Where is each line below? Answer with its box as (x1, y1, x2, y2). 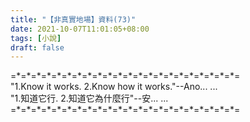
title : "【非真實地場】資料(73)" (10, 14, 137, 25)
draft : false (10, 42, 65, 53)
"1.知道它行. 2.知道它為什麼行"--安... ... (10, 92, 169, 105)
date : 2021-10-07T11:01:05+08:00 (10, 24, 150, 34)
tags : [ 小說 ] (10, 33, 62, 43)
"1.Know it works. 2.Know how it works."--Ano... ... (10, 81, 218, 93)
